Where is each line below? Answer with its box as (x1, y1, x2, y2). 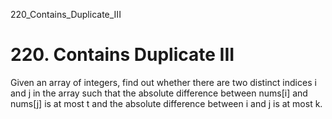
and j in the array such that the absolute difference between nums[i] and (10, 87, 308, 99)
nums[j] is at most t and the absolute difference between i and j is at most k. (10, 97, 323, 109)
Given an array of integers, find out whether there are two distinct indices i (10, 76, 317, 88)
